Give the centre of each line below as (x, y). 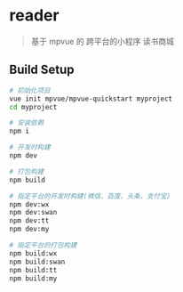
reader (34, 16)
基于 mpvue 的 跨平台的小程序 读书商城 (103, 41)
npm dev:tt (29, 221)
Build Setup (42, 70)
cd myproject (33, 107)
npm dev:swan (33, 213)
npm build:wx (33, 253)
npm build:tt (33, 270)
